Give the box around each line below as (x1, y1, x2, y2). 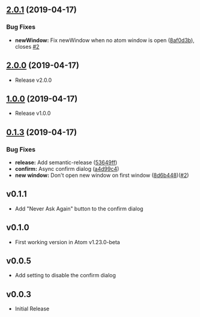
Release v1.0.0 (14, 109, 51, 117)
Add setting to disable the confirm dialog (14, 272, 116, 279)
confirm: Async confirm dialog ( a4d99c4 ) (14, 165, 120, 172)
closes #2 (14, 43, 40, 50)
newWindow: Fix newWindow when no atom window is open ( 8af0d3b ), (14, 36, 195, 44)
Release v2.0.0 (14, 76, 52, 84)
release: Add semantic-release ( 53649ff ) (14, 159, 118, 166)
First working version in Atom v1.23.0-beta (14, 238, 120, 245)
